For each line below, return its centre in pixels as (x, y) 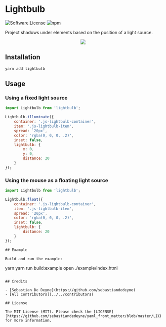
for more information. (28, 321)
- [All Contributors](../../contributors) (49, 295)
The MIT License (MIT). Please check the (48, 312)
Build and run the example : (34, 259)
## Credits (16, 281)
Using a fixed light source (36, 98)
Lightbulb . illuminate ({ (30, 117)
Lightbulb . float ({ (24, 199)
